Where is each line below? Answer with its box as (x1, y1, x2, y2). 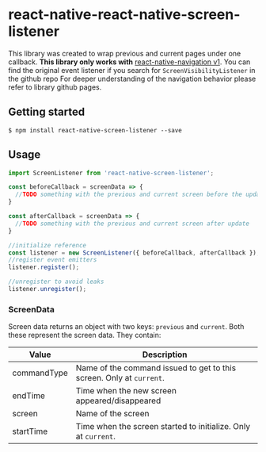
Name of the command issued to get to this (75, 362, 236, 373)
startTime (12, 426, 48, 437)
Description (142, 349, 188, 360)
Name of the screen (75, 408, 150, 419)
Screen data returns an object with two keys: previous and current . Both (8, 322, 245, 331)
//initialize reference (8, 241, 87, 249)
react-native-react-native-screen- (8, 6, 241, 24)
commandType (12, 367, 69, 378)
